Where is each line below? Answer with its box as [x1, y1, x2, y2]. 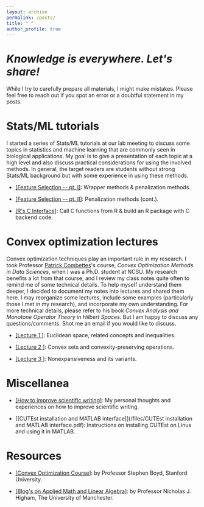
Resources [6, 449, 62, 463]
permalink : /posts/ [6, 15, 56, 21]
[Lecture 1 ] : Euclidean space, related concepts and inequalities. [15, 332, 176, 339]
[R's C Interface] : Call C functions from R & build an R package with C [15, 208, 190, 215]
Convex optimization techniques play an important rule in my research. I [6, 255, 187, 262]
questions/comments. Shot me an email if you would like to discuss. [6, 320, 177, 327]
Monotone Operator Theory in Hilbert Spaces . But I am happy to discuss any [6, 313, 199, 321]
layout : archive [6, 9, 47, 15]
